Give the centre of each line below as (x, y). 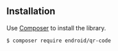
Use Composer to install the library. (56, 28)
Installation (31, 11)
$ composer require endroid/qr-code (59, 41)
